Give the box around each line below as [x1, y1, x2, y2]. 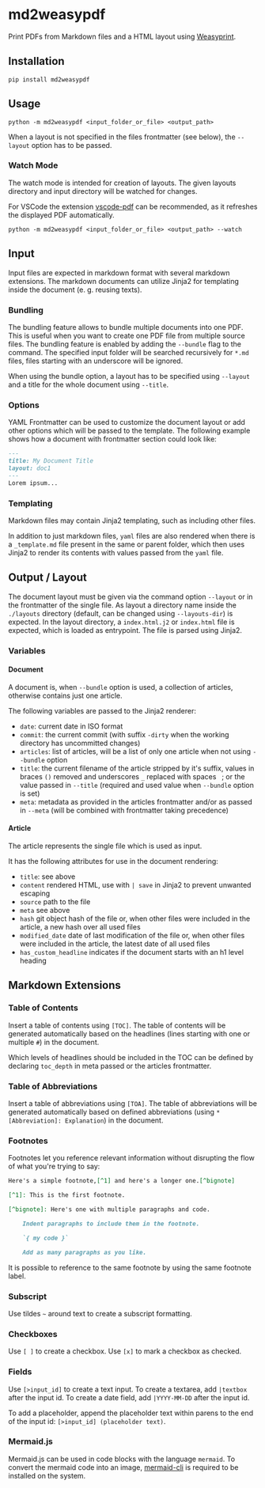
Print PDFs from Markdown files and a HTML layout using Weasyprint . [8, 32, 237, 41]
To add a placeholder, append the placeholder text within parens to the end [8, 1408, 254, 1418]
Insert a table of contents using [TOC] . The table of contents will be [8, 1020, 226, 1030]
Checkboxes [8, 1328, 58, 1339]
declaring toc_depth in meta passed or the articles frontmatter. [8, 1061, 212, 1070]
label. [8, 1271, 26, 1281]
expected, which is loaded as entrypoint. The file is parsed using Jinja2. [8, 625, 243, 634]
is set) [19, 789, 40, 798]
